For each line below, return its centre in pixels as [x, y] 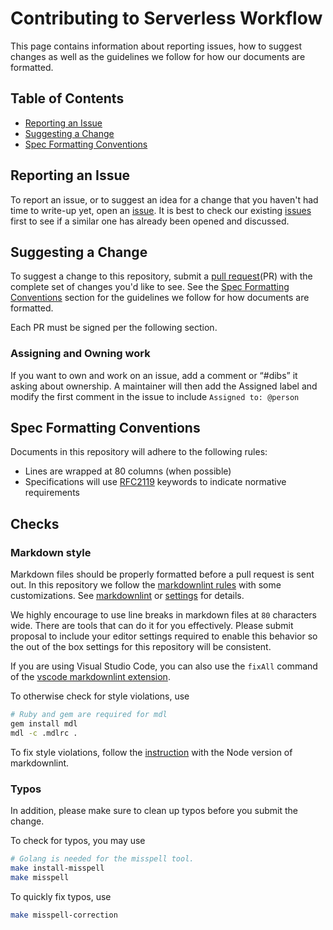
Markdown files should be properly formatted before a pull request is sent [162, 574]
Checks [35, 523]
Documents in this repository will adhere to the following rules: [139, 452]
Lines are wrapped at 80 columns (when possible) [128, 471]
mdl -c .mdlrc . [44, 733]
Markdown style [51, 552]
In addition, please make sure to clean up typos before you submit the [154, 811]
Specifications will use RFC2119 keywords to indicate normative [155, 482]
